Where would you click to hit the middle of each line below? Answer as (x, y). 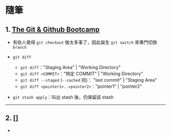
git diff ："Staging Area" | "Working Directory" (70, 67)
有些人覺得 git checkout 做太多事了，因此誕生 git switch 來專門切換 (85, 42)
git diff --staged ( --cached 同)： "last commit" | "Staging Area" (89, 80)
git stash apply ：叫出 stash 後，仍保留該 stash (63, 97)
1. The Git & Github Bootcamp (53, 29)
